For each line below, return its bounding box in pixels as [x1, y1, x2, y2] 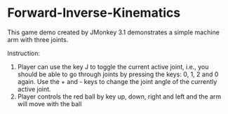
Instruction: [7, 49, 41, 57]
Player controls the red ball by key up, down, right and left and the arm [17, 92, 222, 101]
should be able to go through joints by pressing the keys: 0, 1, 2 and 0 [17, 70, 219, 78]
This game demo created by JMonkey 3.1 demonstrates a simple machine [7, 28, 220, 36]
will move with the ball [17, 99, 82, 108]
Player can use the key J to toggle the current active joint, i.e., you [17, 62, 209, 71]
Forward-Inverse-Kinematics [7, 5, 181, 21]
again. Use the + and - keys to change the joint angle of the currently [17, 77, 217, 85]
